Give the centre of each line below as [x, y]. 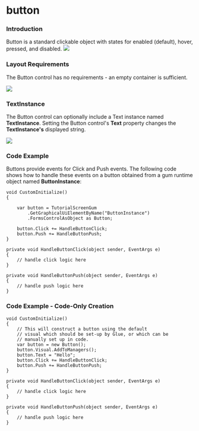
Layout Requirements [38, 64]
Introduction [24, 29]
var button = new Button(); [51, 345]
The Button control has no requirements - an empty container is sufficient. [97, 77]
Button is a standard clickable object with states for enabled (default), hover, [99, 42]
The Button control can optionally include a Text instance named [85, 117]
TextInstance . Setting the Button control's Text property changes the [91, 123]
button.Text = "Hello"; [46, 355]
